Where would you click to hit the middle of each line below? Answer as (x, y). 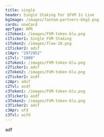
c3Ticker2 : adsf (22, 106)
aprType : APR (19, 29)
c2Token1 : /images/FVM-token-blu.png (45, 63)
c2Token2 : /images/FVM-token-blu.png (45, 72)
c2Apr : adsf (18, 82)
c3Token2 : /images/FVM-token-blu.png (45, 101)
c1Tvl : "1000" (20, 58)
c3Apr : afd (17, 110)
